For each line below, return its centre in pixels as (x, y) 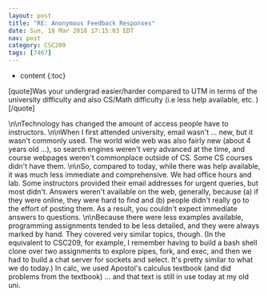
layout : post (30, 16)
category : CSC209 (37, 46)
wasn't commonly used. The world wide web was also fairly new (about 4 (130, 140)
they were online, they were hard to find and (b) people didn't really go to (129, 200)
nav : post (25, 38)
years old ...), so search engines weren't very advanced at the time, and (127, 149)
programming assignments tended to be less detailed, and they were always (134, 226)
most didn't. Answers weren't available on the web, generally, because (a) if (133, 192)
